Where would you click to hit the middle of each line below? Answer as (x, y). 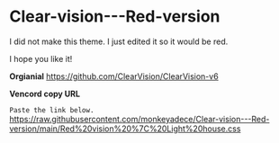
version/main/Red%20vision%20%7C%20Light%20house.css (125, 129)
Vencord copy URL (45, 94)
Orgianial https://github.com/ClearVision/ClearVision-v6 (114, 76)
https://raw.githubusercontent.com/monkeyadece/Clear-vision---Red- (139, 119)
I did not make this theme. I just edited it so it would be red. (119, 41)
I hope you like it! (41, 58)
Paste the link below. (52, 110)
